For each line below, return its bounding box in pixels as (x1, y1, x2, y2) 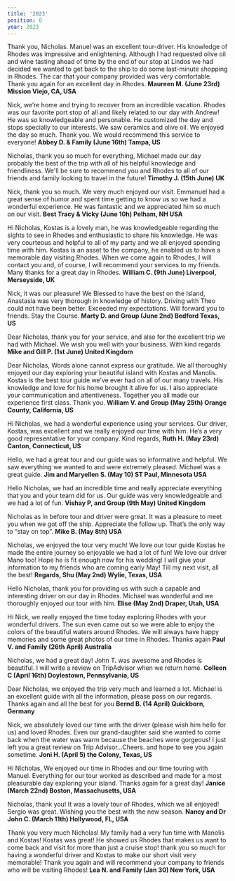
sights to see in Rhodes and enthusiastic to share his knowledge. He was (7, 231, 218, 239)
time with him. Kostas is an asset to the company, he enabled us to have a (7, 246, 221, 255)
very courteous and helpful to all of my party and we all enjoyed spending (7, 238, 221, 247)
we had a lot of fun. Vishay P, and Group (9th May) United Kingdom (7, 499, 206, 507)
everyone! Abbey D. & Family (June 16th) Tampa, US (7, 138, 161, 147)
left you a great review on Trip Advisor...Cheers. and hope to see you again (7, 743, 223, 751)
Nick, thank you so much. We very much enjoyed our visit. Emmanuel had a (7, 187, 225, 196)
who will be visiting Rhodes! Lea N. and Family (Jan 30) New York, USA (7, 866, 215, 874)
